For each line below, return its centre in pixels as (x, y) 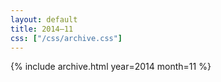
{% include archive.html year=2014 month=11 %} (111, 67)
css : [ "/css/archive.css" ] (66, 38)
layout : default (44, 19)
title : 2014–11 (42, 29)
